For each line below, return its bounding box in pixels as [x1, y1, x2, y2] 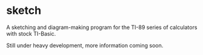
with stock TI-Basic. [6, 30, 56, 37]
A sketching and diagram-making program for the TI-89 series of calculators [6, 24, 198, 31]
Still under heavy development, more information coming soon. [6, 42, 164, 49]
